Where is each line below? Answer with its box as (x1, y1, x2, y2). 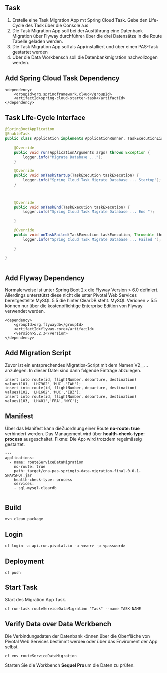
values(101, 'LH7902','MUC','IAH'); (5, 381, 81, 386)
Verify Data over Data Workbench (5, 620, 112, 628)
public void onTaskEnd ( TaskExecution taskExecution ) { (14, 205, 130, 210)
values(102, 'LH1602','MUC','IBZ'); (5, 390, 81, 395)
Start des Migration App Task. (5, 596, 66, 602)
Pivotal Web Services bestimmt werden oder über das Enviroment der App (5, 638, 158, 644)
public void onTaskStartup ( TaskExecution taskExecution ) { (14, 173, 139, 178)
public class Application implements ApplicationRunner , (5, 136, 126, 141)
